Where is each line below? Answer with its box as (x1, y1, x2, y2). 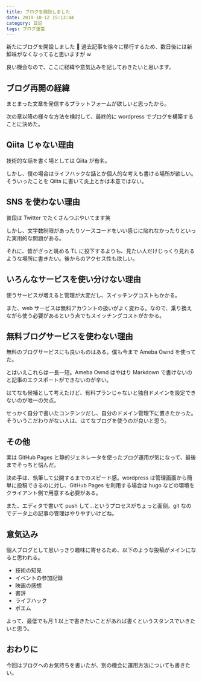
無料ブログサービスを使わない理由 (6, 331, 133, 342)
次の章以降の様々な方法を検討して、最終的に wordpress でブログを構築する (6, 113, 194, 120)
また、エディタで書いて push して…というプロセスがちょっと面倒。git (6, 502, 180, 510)
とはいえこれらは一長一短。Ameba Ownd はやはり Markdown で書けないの (6, 369, 193, 376)
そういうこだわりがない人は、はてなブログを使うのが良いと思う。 (6, 417, 170, 424)
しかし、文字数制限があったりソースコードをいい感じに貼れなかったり (6, 227, 181, 234)
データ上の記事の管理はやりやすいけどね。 (11, 510, 118, 517)
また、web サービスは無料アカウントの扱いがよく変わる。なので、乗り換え (6, 304, 192, 311)
